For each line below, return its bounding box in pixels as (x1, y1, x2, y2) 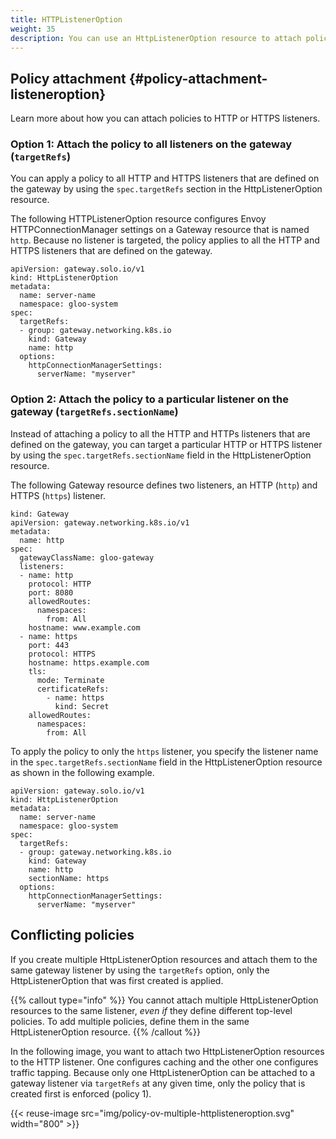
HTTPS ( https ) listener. (10, 489, 106, 501)
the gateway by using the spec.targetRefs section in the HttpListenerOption (10, 183, 323, 195)
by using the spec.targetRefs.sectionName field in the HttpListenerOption (10, 449, 312, 461)
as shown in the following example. (10, 766, 155, 778)
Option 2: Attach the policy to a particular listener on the (10, 392, 289, 406)
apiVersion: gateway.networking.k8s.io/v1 (10, 517, 190, 528)
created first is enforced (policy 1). (10, 1087, 152, 1100)
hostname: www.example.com (28, 622, 141, 633)
